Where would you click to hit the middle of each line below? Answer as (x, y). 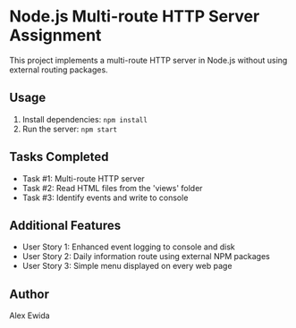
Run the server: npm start (70, 129)
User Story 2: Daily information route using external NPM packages (146, 257)
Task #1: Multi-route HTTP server (83, 178)
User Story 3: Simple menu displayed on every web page (127, 266)
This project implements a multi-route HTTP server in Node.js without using (148, 60)
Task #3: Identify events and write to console (105, 198)
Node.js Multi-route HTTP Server (135, 17)
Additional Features (65, 225)
